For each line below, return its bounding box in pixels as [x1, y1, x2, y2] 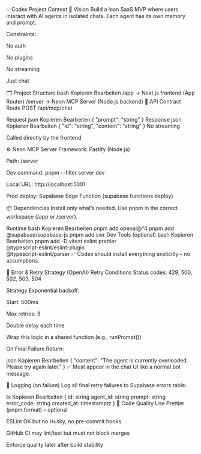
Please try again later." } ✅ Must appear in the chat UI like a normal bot [6, 363, 181, 370]
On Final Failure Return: [6, 345, 64, 352]
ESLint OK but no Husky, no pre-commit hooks [6, 418, 122, 424]
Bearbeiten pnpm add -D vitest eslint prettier [6, 238, 117, 244]
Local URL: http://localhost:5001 [6, 181, 86, 188]
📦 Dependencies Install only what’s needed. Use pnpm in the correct [6, 205, 178, 211]
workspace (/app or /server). [6, 213, 78, 220]
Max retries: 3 [6, 310, 41, 317]
